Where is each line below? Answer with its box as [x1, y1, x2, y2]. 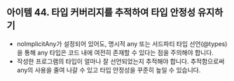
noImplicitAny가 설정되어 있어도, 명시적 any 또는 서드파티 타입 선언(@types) [16, 39, 228, 47]
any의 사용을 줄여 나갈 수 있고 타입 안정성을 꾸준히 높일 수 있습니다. [16, 66, 201, 74]
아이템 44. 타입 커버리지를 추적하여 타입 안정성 [6, 6, 195, 19]
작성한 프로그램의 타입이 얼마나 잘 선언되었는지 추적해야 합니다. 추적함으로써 [16, 57, 225, 65]
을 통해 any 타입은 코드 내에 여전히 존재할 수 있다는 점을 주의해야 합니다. [16, 48, 214, 57]
